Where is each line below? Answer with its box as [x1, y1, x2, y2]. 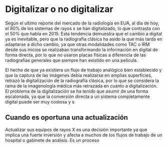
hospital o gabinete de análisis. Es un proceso [5, 137, 100, 143]
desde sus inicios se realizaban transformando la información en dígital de [5, 46, 158, 52]
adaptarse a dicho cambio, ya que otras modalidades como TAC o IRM [5, 41, 150, 47]
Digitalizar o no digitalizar [5, 3, 114, 15]
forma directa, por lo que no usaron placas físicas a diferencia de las [5, 51, 146, 58]
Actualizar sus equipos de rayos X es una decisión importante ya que [5, 126, 148, 132]
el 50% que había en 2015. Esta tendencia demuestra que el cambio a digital [5, 30, 162, 36]
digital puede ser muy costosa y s [5, 98, 75, 104]
